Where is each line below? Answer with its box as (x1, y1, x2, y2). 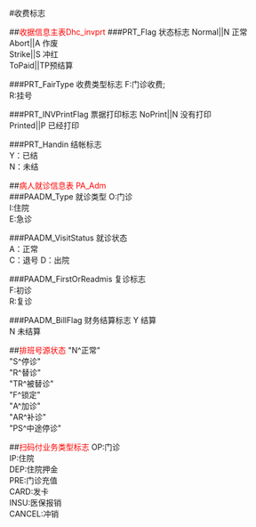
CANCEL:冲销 (9, 508, 60, 519)
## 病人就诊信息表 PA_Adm (9, 181, 107, 191)
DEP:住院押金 (9, 464, 59, 474)
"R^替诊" (9, 368, 42, 377)
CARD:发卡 (9, 486, 49, 497)
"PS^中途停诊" (9, 423, 62, 434)
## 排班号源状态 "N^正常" (9, 345, 100, 355)
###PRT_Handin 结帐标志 (9, 139, 102, 150)
